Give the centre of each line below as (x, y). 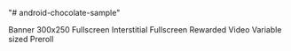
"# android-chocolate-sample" (64, 13)
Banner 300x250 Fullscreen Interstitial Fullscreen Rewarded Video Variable (145, 29)
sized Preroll (31, 39)
